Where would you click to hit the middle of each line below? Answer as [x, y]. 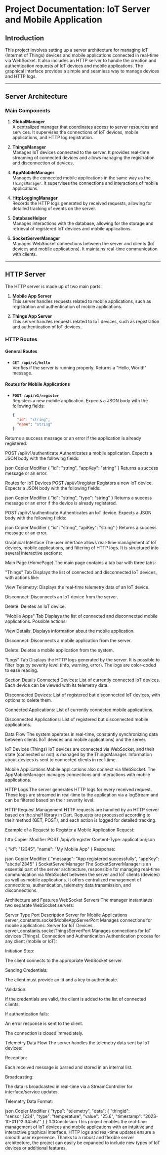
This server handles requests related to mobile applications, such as [82, 301]
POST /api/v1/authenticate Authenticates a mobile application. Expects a [79, 453]
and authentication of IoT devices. [47, 327]
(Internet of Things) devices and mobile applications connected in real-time [82, 55]
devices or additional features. [36, 1148]
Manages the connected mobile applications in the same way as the [81, 178]
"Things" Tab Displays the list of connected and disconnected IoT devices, [81, 573]
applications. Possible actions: [36, 621]
